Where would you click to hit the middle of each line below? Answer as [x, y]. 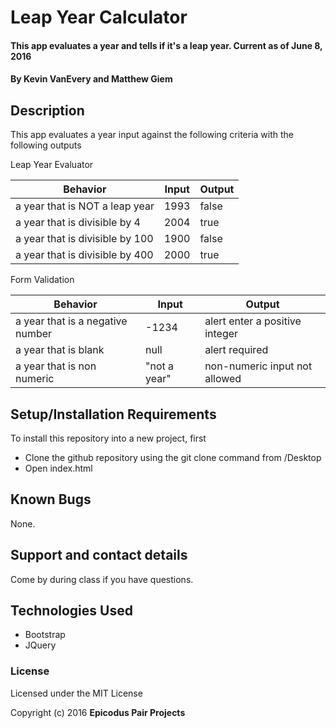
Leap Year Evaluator [52, 165]
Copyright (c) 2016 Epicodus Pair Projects [98, 712]
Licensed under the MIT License [76, 693]
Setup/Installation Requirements [113, 414]
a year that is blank [60, 350]
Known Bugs [51, 499]
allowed [223, 379]
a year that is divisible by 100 [84, 239]
